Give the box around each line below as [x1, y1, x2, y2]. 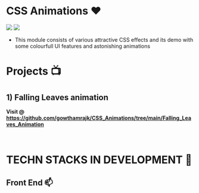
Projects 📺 [6, 64, 61, 78]
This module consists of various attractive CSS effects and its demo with [14, 36, 194, 43]
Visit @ [6, 108, 25, 115]
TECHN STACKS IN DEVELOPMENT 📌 [6, 153, 192, 167]
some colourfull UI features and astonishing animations [14, 42, 151, 49]
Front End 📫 [6, 178, 54, 188]
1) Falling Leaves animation [6, 92, 109, 102]
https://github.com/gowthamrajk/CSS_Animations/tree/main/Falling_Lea [6, 114, 192, 122]
